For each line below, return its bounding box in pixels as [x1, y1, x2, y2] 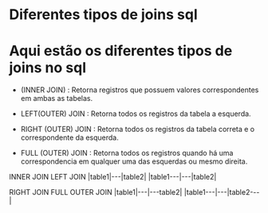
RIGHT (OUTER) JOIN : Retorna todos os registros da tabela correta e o [20, 125, 254, 134]
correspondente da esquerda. [20, 133, 119, 142]
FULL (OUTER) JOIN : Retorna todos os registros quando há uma [20, 149, 234, 158]
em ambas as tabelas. [20, 94, 93, 103]
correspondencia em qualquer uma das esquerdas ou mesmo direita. [20, 157, 248, 166]
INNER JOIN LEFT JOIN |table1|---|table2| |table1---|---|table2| [9, 172, 217, 182]
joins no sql [9, 59, 87, 77]
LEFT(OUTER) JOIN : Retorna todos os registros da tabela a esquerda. [20, 109, 251, 118]
